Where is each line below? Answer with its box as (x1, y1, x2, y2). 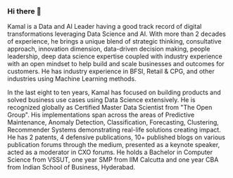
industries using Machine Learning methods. (7, 75, 137, 83)
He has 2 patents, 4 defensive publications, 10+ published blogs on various (7, 133, 225, 141)
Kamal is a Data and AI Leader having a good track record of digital (7, 23, 202, 31)
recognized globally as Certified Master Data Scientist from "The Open (7, 103, 213, 112)
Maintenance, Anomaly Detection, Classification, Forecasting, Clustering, (7, 118, 220, 127)
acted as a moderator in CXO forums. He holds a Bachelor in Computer (7, 148, 213, 157)
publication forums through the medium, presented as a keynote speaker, (7, 141, 220, 149)
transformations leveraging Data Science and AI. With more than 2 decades (7, 30, 227, 38)
